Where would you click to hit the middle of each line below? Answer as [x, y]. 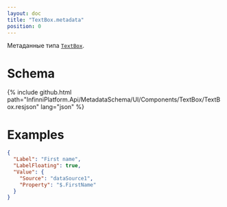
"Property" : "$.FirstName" [58, 185]
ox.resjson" [23, 107]
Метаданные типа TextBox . [46, 46]
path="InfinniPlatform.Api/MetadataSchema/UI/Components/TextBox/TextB [114, 99]
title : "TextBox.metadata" [46, 20]
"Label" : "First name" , [47, 159]
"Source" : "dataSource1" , [57, 178]
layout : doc [24, 13]
